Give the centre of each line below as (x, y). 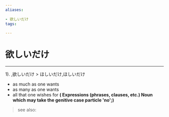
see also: (27, 110)
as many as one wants (36, 89)
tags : (11, 24)
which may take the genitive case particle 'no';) (63, 100)
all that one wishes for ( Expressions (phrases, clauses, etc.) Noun (82, 95)
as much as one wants (36, 84)
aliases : (14, 10)
